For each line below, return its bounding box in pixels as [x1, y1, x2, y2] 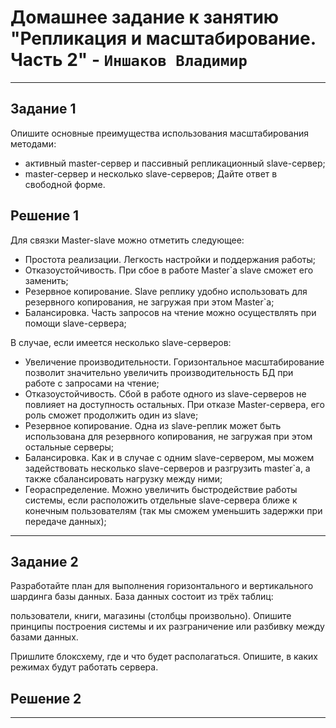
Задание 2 [10, 553, 79, 570]
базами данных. [10, 631, 79, 643]
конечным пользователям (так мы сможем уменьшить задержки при [24, 504, 323, 516]
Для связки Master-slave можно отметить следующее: [10, 234, 245, 246]
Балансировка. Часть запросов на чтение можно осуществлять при [24, 306, 317, 318]
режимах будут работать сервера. [10, 661, 159, 673]
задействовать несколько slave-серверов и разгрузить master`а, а [24, 462, 311, 474]
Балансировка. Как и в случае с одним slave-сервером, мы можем [24, 451, 315, 463]
